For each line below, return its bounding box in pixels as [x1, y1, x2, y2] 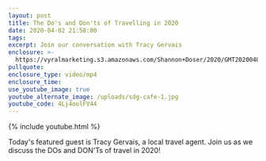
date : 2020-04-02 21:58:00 [8, 26, 97, 34]
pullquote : [8, 63, 44, 71]
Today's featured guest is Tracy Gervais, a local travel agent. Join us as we [8, 137, 253, 147]
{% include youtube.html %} [8, 122, 101, 132]
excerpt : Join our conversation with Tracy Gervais [8, 41, 182, 49]
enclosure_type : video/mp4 [8, 71, 97, 79]
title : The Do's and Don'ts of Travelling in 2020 [8, 19, 179, 27]
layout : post [8, 11, 51, 20]
